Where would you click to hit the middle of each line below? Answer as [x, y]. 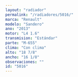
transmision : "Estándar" [31, 38]
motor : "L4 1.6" [22, 33]
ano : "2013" [18, 29]
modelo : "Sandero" [25, 24]
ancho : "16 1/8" [22, 57]
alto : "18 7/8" [21, 52]
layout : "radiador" [26, 10]
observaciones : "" [25, 62]
